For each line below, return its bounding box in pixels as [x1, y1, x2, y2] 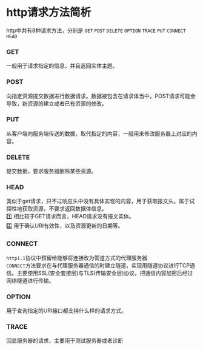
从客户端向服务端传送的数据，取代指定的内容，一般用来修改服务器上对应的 [6, 130, 192, 137]
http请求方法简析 [6, 5, 92, 19]
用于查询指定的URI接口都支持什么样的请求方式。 [6, 307, 127, 314]
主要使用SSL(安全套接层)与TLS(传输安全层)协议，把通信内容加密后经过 [16, 269, 193, 277]
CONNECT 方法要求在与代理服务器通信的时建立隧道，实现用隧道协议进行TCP [6, 261, 190, 269]
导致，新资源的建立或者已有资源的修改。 [6, 99, 107, 107]
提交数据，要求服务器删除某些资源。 [6, 167, 97, 175]
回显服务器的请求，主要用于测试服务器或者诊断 [6, 337, 123, 345]
